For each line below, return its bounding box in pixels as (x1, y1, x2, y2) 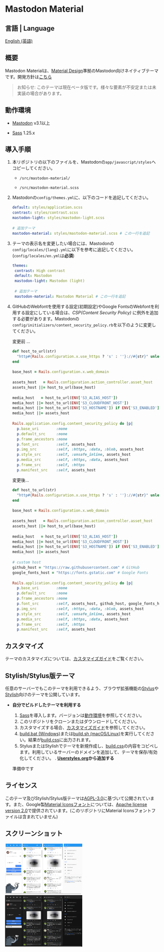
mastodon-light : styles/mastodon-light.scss (12, 216, 105, 220)
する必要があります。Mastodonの (12, 316, 80, 321)
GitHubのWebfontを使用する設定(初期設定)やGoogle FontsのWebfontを (12, 303, 155, 309)
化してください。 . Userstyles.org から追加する (19, 755, 114, 761)
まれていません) (26, 813, 58, 819)
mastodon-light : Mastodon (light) (14, 278, 85, 284)
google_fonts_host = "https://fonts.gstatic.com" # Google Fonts (12, 570, 148, 575)
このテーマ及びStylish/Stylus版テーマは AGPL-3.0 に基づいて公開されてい (5, 795, 150, 801)
